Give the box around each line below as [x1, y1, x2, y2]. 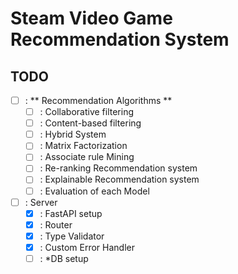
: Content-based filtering [39, 117, 142, 129]
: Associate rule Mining [39, 151, 135, 163]
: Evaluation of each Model [39, 185, 150, 197]
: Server [24, 196, 58, 208]
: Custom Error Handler [39, 241, 135, 253]
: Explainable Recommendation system [39, 173, 200, 186]
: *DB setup [39, 252, 89, 264]
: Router [39, 218, 73, 231]
